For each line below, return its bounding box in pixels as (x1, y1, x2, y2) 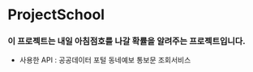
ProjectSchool (7, 6, 105, 24)
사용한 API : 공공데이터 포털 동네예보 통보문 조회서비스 (19, 55, 191, 65)
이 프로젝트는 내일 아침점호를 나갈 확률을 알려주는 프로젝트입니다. (7, 36, 247, 47)
